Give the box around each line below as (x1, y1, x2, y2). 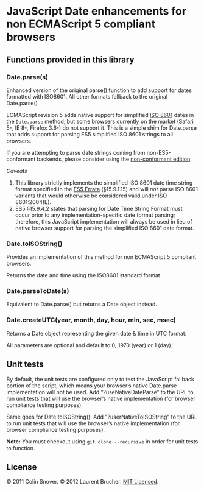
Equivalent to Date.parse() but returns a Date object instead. (6, 300, 157, 308)
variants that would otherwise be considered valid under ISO (15, 192, 167, 199)
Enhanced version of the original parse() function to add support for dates (6, 87, 192, 94)
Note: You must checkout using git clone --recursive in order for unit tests (6, 437, 199, 445)
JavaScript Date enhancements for (6, 4, 187, 18)
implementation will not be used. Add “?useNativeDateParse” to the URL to (6, 388, 194, 395)
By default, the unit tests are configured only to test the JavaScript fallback (6, 375, 195, 383)
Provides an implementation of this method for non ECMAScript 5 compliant (6, 253, 197, 261)
